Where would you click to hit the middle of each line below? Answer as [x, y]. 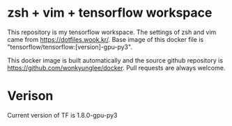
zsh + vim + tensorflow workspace [110, 13]
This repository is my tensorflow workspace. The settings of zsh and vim [112, 32]
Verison [30, 96]
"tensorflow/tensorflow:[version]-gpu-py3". [70, 47]
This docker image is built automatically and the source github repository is [115, 60]
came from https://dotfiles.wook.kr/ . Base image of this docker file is [106, 39]
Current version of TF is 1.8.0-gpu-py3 [62, 115]
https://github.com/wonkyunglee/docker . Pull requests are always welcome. [116, 68]
